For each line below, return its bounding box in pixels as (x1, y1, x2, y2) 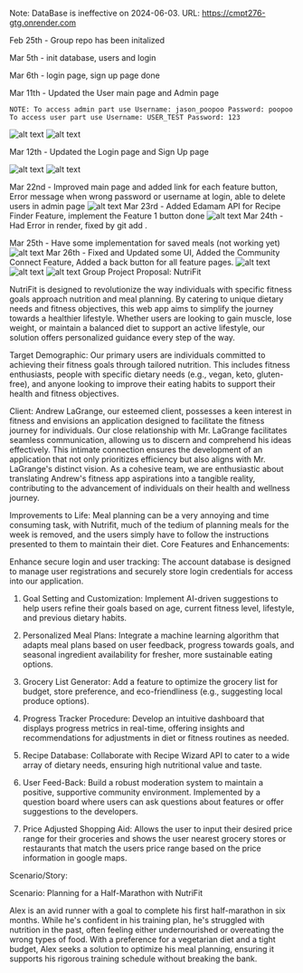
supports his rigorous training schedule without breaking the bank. (9, 953, 258, 964)
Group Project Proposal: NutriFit (82, 266, 202, 277)
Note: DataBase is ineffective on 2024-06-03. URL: (9, 8, 201, 18)
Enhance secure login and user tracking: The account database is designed (9, 556, 291, 567)
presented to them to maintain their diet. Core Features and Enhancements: (9, 539, 290, 549)
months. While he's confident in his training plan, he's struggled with (9, 915, 265, 925)
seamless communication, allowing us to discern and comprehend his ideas (9, 435, 292, 445)
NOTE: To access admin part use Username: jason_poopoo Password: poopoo (9, 105, 294, 114)
